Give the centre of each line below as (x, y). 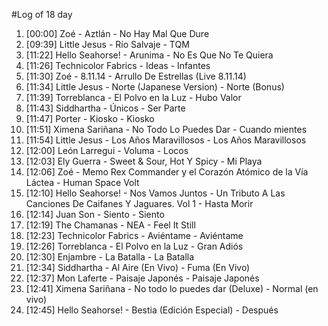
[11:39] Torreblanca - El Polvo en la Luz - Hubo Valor (133, 97)
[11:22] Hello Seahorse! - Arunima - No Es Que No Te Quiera (149, 55)
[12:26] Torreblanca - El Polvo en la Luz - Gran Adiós (134, 246)
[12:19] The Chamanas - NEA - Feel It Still (110, 225)
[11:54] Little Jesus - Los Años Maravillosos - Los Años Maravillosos (166, 140)
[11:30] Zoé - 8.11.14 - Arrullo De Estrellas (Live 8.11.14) (136, 76)
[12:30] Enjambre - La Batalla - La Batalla (110, 257)
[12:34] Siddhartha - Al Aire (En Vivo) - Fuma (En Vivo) (138, 267)
